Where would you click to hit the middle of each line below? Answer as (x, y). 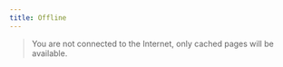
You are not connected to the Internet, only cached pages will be (152, 43)
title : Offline (38, 18)
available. (49, 53)
